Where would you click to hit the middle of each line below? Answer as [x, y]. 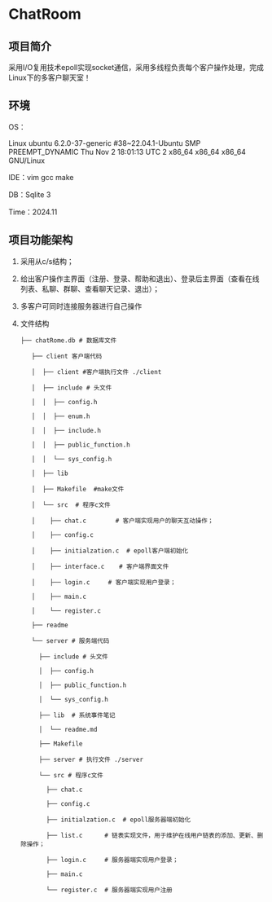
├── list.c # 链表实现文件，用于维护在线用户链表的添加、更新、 [152, 835]
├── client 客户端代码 [67, 356]
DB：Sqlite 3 [30, 194]
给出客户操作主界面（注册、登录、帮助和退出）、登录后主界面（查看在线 [140, 279]
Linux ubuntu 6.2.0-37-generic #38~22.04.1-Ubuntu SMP [105, 143]
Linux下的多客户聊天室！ [50, 77]
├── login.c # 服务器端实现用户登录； [112, 860]
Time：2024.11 [33, 212]
